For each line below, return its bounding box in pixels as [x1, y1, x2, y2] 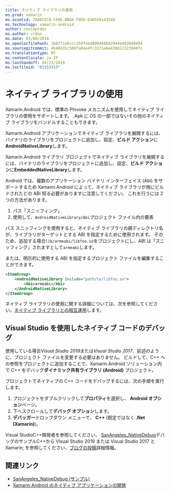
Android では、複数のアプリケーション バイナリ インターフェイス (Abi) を [5, 178, 159, 184]
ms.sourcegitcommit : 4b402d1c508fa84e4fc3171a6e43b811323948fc [5, 46, 143, 51]
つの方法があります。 [5, 197, 50, 203]
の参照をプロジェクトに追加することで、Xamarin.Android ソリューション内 [5, 361, 162, 367]
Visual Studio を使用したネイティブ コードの [5, 324, 145, 332]
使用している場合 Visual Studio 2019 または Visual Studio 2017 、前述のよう [5, 348, 159, 354]
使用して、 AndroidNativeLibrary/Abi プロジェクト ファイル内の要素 [12, 214, 154, 221]
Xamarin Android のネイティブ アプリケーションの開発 [12, 482, 126, 488]
